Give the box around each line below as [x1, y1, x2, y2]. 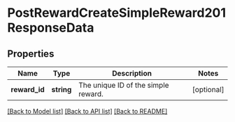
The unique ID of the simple [78, 81, 169, 90]
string [51, 85, 72, 94]
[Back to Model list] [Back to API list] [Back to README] [7, 107, 168, 115]
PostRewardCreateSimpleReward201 [7, 5, 226, 21]
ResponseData [7, 20, 94, 36]
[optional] [192, 85, 225, 94]
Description [111, 69, 152, 78]
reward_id [10, 85, 45, 94]
